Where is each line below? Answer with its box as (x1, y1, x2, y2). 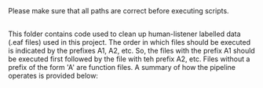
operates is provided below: (8, 71, 98, 80)
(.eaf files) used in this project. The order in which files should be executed (8, 37, 251, 46)
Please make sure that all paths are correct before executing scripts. (8, 6, 229, 16)
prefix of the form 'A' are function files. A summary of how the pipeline (8, 62, 236, 71)
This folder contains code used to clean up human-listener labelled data (8, 29, 241, 38)
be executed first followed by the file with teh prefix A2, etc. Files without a (8, 54, 250, 64)
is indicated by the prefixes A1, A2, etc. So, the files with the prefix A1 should (8, 46, 255, 55)
